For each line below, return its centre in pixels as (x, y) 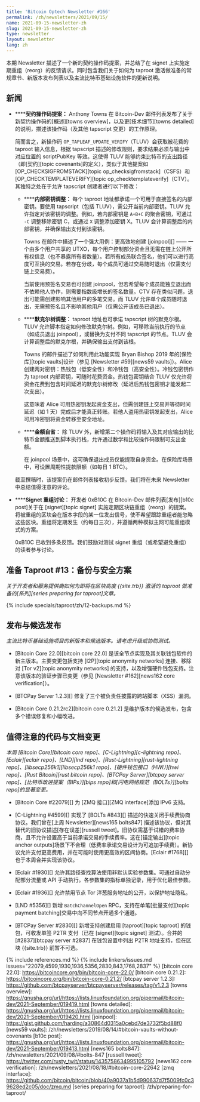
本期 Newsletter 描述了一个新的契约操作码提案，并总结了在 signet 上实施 (96, 63)
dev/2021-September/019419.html (48, 1004)
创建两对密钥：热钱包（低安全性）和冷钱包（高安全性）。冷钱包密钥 (106, 369)
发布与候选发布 (34, 625)
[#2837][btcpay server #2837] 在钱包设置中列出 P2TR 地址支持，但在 (101, 940)
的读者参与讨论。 (36, 549)
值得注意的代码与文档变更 (53, 737)
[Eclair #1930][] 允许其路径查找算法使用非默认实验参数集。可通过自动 (100, 873)
